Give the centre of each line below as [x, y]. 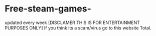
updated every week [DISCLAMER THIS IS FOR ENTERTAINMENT [72, 22]
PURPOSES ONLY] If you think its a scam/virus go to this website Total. [78, 27]
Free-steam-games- [48, 9]
